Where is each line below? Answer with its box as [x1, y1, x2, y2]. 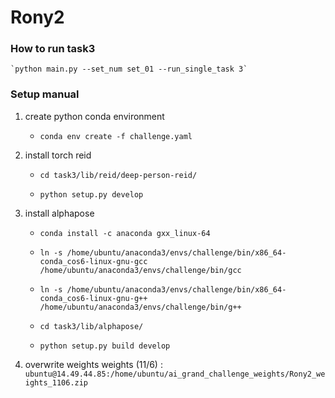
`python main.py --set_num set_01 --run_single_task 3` [10, 64, 248, 75]
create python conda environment [24, 110, 165, 122]
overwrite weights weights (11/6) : [24, 358, 163, 370]
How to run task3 [10, 42, 96, 56]
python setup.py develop [39, 189, 144, 200]
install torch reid [24, 149, 92, 161]
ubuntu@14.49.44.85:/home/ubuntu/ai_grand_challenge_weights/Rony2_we [24, 369, 326, 379]
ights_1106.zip [24, 377, 89, 388]
